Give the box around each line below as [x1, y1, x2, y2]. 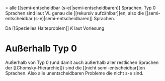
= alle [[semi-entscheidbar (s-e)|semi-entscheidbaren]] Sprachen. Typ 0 [5, 5, 156, 11]
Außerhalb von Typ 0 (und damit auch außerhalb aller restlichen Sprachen [5, 59, 159, 65]
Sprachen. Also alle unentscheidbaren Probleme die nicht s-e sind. [5, 70, 144, 76]
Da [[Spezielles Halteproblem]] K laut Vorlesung [5, 25, 105, 31]
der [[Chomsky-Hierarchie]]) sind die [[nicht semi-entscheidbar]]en [5, 64, 145, 70]
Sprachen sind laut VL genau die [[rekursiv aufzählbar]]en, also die [5, 10, 144, 16]
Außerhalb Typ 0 [5, 43, 77, 54]
